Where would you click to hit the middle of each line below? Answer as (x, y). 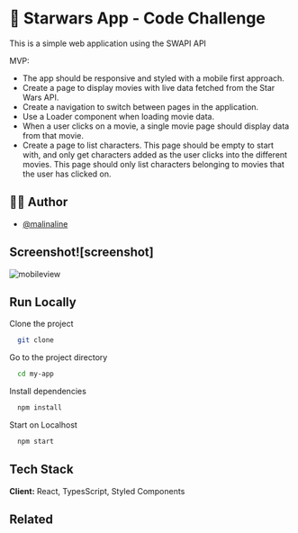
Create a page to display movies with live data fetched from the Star (149, 87)
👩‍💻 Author (39, 202)
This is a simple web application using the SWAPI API (108, 43)
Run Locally (43, 302)
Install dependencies (48, 392)
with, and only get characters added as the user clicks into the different (155, 154)
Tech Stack (41, 470)
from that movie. (53, 135)
